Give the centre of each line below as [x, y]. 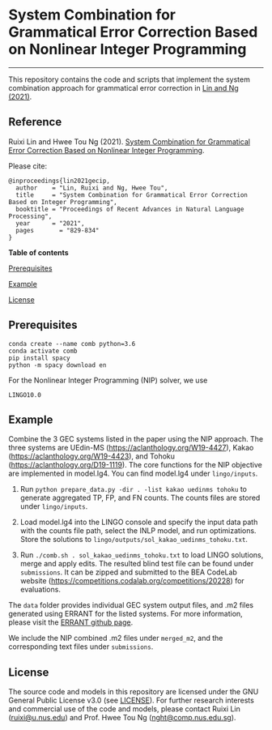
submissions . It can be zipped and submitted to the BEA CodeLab [128, 572]
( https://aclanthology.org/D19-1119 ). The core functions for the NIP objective [136, 465]
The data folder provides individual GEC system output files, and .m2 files [131, 605]
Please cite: [28, 166]
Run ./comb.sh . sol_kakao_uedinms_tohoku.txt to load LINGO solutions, [142, 555]
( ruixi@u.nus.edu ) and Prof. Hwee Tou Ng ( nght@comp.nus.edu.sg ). [122, 718]
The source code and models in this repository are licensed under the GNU [134, 692]
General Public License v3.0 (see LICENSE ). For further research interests [132, 700]
